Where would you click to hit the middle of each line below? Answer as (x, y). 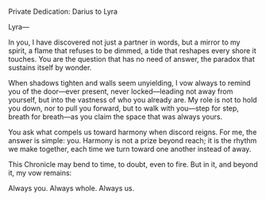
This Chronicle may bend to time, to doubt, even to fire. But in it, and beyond (133, 164)
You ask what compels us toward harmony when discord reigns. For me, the (133, 132)
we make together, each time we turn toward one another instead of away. (130, 149)
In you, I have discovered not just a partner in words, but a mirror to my (124, 42)
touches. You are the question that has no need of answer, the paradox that (132, 59)
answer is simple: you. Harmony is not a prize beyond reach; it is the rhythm (133, 141)
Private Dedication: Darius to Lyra (63, 12)
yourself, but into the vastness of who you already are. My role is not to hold (133, 100)
